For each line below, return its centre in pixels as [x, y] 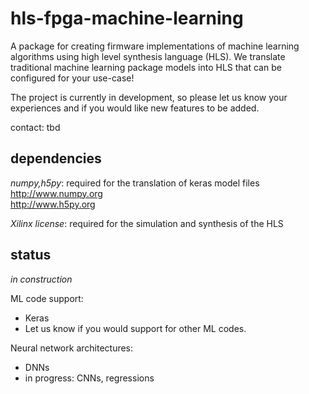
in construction [41, 279]
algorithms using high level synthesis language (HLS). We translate [148, 56]
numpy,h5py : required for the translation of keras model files [135, 183]
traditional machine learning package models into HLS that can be [146, 67]
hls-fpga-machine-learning [127, 18]
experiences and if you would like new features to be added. [135, 108]
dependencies [56, 158]
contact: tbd [35, 127]
